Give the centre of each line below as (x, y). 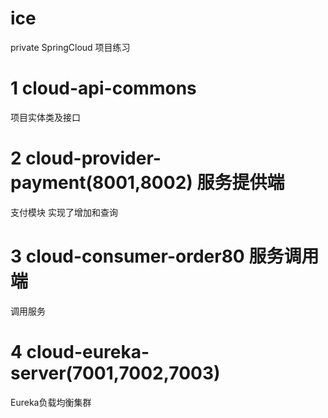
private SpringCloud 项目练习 (70, 47)
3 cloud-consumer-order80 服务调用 (165, 256)
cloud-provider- (93, 158)
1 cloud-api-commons (103, 88)
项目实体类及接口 (45, 117)
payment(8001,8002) (101, 183)
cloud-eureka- (88, 351)
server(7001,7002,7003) (115, 373)
